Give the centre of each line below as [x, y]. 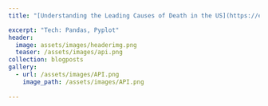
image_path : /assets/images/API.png [84, 82]
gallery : [23, 67]
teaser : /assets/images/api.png [69, 53]
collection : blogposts [46, 60]
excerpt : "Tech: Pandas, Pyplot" [64, 30]
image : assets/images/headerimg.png [76, 45]
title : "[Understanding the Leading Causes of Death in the [110, 16]
